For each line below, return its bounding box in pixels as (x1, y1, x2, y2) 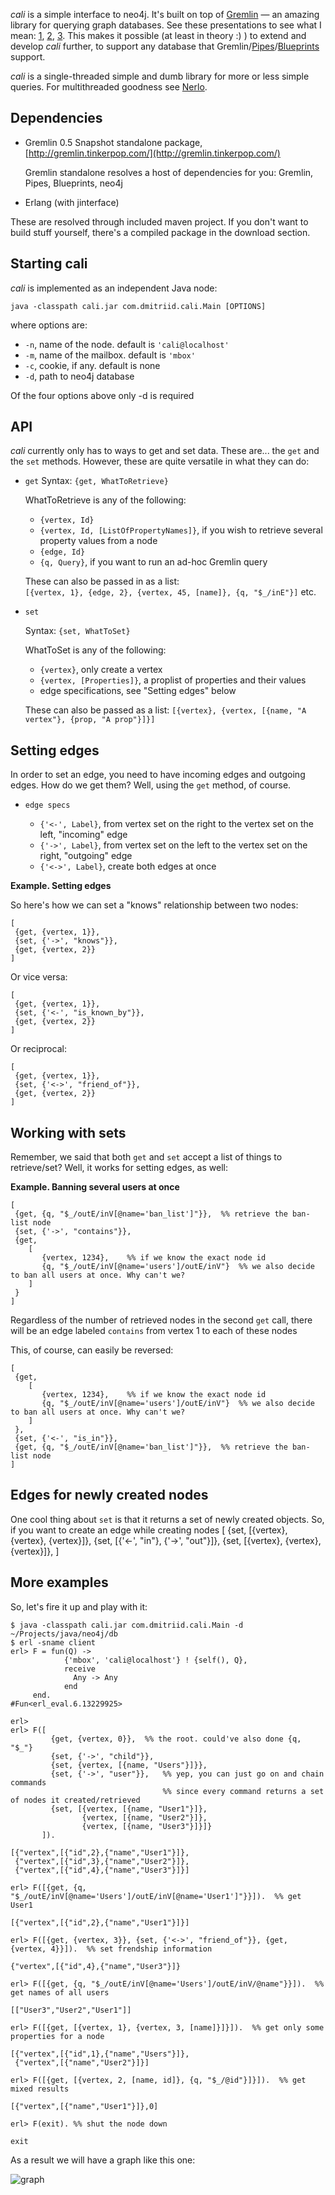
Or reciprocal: (10, 1043, 67, 1055)
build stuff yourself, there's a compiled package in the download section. (10, 226, 311, 238)
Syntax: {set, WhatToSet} (24, 625, 131, 637)
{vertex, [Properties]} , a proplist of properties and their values (39, 674, 307, 686)
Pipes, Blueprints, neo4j (24, 177, 123, 189)
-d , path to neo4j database (24, 370, 135, 382)
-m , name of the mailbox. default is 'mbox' (24, 349, 196, 361)
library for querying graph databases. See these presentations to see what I (10, 19, 322, 31)
